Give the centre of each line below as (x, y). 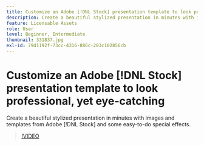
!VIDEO (30, 136)
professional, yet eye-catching (86, 101)
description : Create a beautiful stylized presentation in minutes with (100, 18)
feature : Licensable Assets (42, 23)
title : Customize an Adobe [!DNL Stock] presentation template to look (99, 12)
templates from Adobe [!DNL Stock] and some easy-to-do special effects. (99, 124)
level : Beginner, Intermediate (46, 34)
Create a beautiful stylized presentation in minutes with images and (90, 118)
